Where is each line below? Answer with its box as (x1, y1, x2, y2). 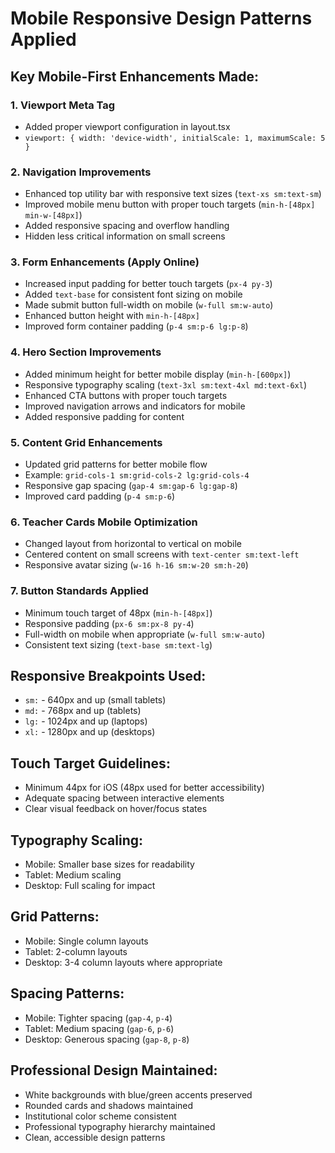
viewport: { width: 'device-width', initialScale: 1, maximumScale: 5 (24, 133, 326, 143)
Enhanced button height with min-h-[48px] (24, 310, 200, 322)
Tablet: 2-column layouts (24, 945, 128, 957)
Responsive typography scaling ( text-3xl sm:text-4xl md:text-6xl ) (24, 378, 307, 391)
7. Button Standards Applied (10, 584, 149, 598)
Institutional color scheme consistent (24, 1110, 177, 1122)
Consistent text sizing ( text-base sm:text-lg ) (24, 638, 213, 651)
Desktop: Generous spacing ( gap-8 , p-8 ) (24, 1033, 190, 1045)
